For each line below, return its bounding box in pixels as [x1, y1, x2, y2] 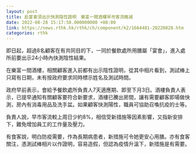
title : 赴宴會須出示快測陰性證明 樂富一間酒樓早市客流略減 [6, 14, 133, 20]
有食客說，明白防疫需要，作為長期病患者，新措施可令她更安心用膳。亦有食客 [6, 133, 190, 140]
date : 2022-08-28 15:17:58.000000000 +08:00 [6, 19, 116, 25]
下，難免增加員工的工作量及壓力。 [6, 121, 88, 128]
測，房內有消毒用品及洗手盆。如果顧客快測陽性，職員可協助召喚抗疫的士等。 [6, 101, 190, 108]
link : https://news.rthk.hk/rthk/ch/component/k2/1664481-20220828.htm [6, 25, 184, 31]
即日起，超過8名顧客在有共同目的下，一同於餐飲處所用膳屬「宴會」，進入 [6, 47, 181, 54]
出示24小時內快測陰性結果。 [21, 54, 89, 61]
